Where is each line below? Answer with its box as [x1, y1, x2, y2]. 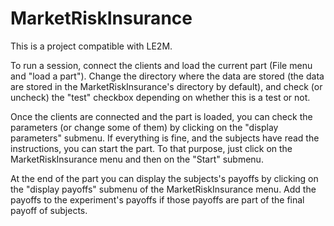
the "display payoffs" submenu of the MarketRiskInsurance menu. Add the [10, 183, 317, 195]
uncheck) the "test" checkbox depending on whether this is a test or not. [10, 91, 311, 103]
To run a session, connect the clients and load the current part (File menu [10, 59, 313, 71]
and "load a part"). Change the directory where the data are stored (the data [10, 70, 325, 82]
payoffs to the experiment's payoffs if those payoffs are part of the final [10, 193, 305, 206]
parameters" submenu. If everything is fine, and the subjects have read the [10, 132, 320, 144]
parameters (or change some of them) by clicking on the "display [10, 121, 279, 133]
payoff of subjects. [10, 204, 88, 216]
